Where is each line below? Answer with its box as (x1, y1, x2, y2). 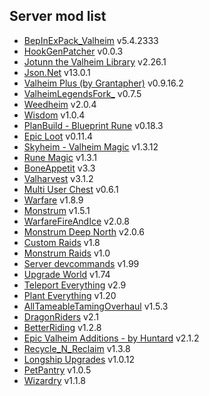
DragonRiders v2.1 (23, 310, 99, 323)
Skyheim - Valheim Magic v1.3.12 (23, 140, 159, 153)
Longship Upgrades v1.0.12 (23, 353, 136, 365)
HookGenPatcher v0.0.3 (23, 45, 124, 57)
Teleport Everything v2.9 (23, 279, 127, 291)
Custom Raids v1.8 (23, 236, 101, 248)
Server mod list (9, 8, 107, 25)
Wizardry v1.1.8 (23, 374, 86, 386)
